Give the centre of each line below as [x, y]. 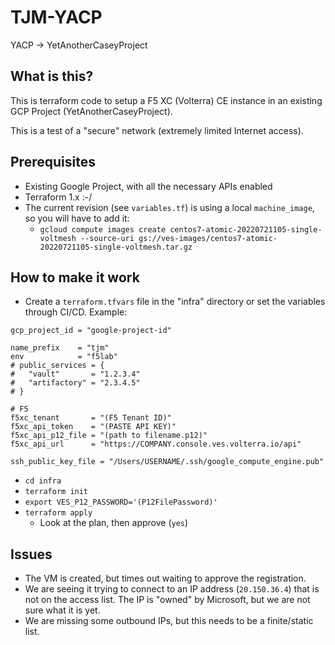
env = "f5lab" [64, 357]
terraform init [56, 492]
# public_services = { [57, 366]
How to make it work [75, 277]
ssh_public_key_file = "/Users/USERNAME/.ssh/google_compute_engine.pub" [167, 462]
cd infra [43, 481]
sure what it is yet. [62, 610]
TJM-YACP [56, 17]
